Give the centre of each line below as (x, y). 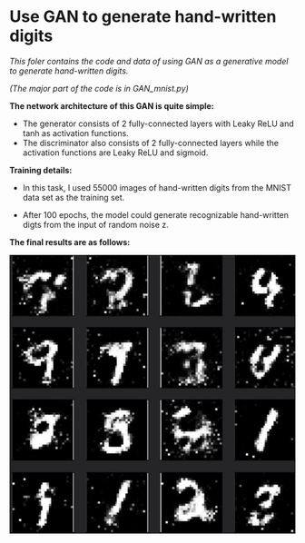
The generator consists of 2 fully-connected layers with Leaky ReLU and (158, 123)
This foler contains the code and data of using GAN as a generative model (149, 61)
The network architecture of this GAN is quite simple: (112, 105)
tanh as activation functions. (75, 133)
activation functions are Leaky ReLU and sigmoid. (115, 153)
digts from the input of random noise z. (96, 224)
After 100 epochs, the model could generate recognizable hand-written (155, 214)
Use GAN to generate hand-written (143, 17)
